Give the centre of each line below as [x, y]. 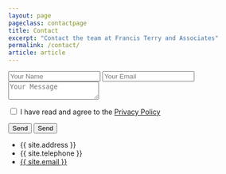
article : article [37, 53]
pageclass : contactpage [48, 23]
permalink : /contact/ [44, 45]
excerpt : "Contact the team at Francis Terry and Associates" [113, 38]
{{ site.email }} [43, 162]
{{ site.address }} [48, 145]
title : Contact [33, 30]
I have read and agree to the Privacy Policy [90, 112]
